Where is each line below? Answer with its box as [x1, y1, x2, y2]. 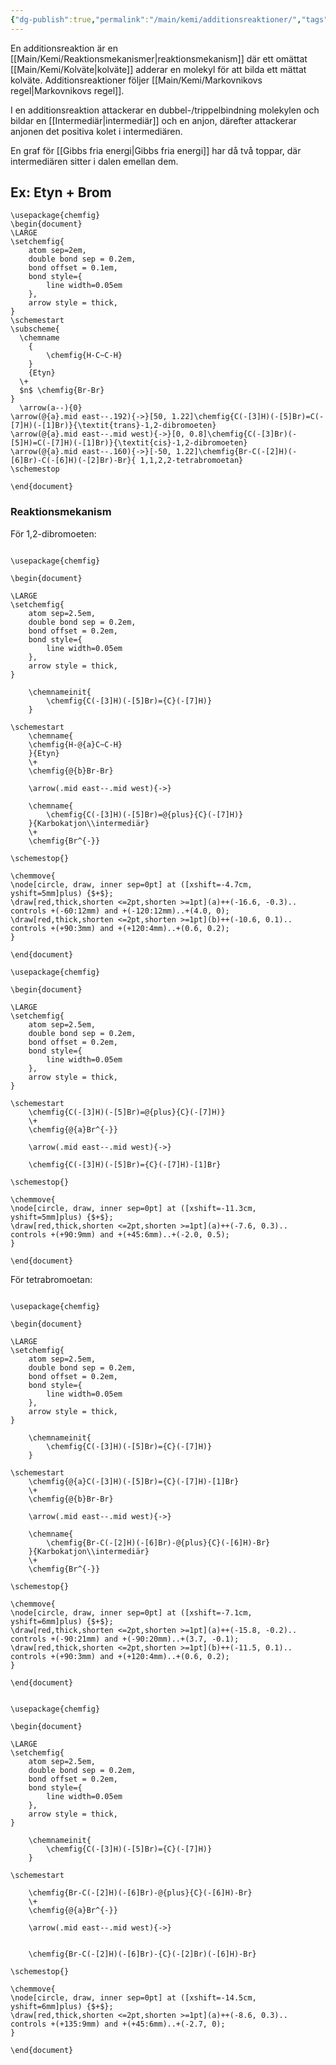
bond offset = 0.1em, [28, 263, 118, 273]
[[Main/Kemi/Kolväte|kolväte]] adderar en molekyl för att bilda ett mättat [10, 63, 307, 75]
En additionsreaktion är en [10, 42, 119, 54]
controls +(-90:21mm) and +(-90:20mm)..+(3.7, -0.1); [10, 1634, 240, 1644]
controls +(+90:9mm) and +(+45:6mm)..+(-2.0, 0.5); [10, 1229, 230, 1240]
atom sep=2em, [28, 246, 87, 256]
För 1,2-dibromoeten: [10, 527, 97, 540]
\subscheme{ [10, 324, 60, 335]
